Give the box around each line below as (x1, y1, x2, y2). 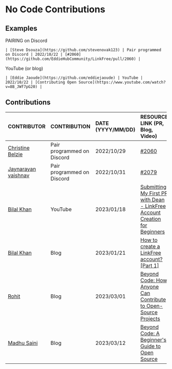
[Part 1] (140, 262, 159, 269)
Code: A (140, 330, 160, 337)
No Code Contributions (5, 4, 105, 15)
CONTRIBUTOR (8, 123, 46, 130)
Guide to (140, 342, 161, 350)
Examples (5, 24, 37, 33)
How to (140, 236, 158, 244)
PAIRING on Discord (5, 37, 48, 44)
